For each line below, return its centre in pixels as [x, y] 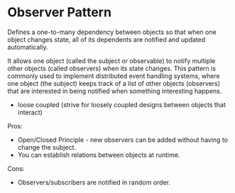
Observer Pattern [60, 12]
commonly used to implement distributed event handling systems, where [114, 76]
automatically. [28, 47]
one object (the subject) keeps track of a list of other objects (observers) [114, 83]
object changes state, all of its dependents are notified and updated [106, 39]
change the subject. [47, 147]
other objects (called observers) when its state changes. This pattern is [112, 68]
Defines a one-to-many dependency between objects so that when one [112, 32]
